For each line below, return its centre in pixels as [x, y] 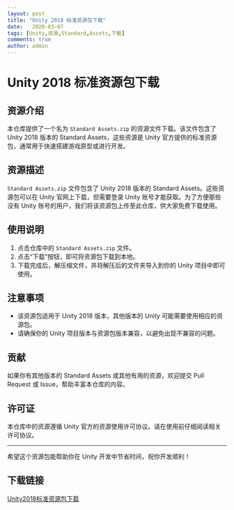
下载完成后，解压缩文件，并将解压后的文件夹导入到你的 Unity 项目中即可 [121, 265]
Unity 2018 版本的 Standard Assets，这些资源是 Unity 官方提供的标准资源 [112, 137]
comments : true [29, 40]
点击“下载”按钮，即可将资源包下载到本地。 [78, 256]
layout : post [26, 14]
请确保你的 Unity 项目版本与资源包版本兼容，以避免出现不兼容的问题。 [118, 333]
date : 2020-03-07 [36, 26]
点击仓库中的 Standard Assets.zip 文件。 [76, 247]
